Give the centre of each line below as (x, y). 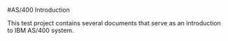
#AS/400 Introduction (38, 10)
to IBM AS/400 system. (41, 30)
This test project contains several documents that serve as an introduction (114, 23)
